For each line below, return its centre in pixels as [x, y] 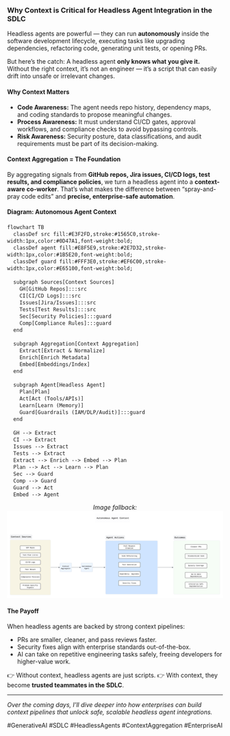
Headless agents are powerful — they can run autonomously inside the [108, 34]
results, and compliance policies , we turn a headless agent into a [100, 182]
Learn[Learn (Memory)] [52, 405]
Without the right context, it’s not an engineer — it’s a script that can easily [112, 69]
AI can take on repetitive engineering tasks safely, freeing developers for [119, 654]
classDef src [32, 234]
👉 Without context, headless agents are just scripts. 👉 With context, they [112, 675]
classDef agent [35, 248]
